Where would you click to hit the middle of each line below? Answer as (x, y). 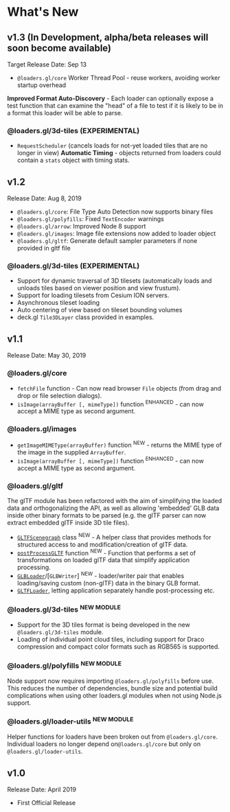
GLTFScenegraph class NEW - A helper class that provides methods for (114, 536)
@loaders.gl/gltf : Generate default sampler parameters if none (107, 241)
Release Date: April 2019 (42, 789)
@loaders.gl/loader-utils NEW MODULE (70, 721)
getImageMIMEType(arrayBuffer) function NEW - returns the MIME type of (119, 445)
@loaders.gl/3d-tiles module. (60, 631)
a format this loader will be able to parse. (65, 113)
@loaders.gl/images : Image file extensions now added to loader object (116, 233)
